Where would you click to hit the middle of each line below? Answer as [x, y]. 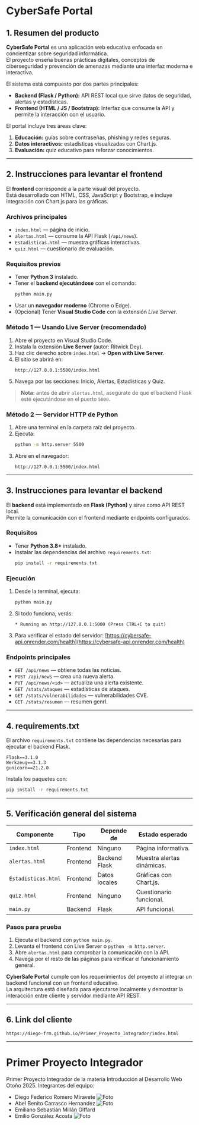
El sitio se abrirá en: [39, 359]
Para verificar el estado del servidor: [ [61, 635]
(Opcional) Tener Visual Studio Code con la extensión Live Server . [96, 312]
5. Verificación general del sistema [72, 814]
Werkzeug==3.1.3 [26, 763]
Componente [35, 834]
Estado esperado [163, 834]
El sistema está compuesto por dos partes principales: [73, 84]
